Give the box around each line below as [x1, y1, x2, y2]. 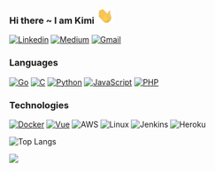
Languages [9, 57, 59, 69]
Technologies [9, 98, 69, 111]
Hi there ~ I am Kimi [9, 14, 95, 27]
